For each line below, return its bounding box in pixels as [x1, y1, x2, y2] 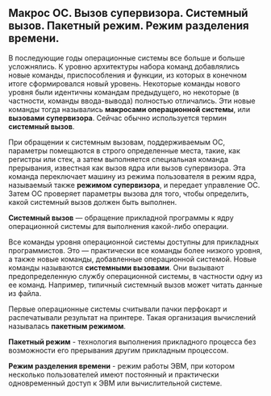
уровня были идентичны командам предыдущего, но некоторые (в [8, 87, 240, 97]
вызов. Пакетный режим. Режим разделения [8, 19, 249, 33]
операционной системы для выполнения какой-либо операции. [8, 221, 229, 231]
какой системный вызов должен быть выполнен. [8, 197, 177, 206]
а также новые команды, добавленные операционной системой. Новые [8, 254, 257, 264]
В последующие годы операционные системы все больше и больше [8, 52, 245, 63]
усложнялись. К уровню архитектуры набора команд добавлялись [8, 61, 240, 71]
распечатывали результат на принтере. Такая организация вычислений [8, 312, 256, 322]
